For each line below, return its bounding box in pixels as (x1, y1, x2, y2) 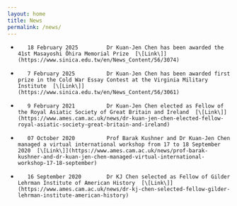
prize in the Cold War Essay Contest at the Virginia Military (17, 76, 209, 84)
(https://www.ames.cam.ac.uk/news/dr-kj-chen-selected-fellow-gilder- (17, 185, 231, 193)
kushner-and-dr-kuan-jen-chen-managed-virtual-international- (17, 154, 205, 161)
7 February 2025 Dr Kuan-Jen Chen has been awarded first (27, 70, 231, 78)
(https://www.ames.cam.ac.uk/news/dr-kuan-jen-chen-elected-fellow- (17, 115, 224, 122)
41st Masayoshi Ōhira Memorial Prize (17, 50, 129, 57)
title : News (7, 17, 42, 24)
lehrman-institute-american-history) (17, 192, 129, 199)
